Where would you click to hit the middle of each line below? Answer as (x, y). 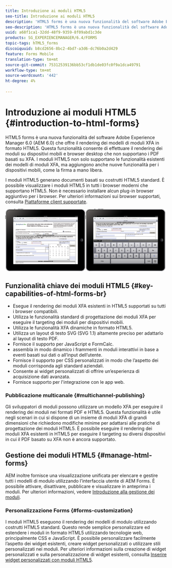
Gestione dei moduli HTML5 (51, 455)
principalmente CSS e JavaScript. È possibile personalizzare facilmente (81, 538)
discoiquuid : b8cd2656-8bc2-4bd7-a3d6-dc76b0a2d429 (61, 49)
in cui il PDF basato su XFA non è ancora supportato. (61, 439)
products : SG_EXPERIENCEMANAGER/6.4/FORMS (51, 38)
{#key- (142, 286)
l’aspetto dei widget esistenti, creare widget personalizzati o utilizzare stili (83, 543)
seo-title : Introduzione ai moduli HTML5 (50, 16)
